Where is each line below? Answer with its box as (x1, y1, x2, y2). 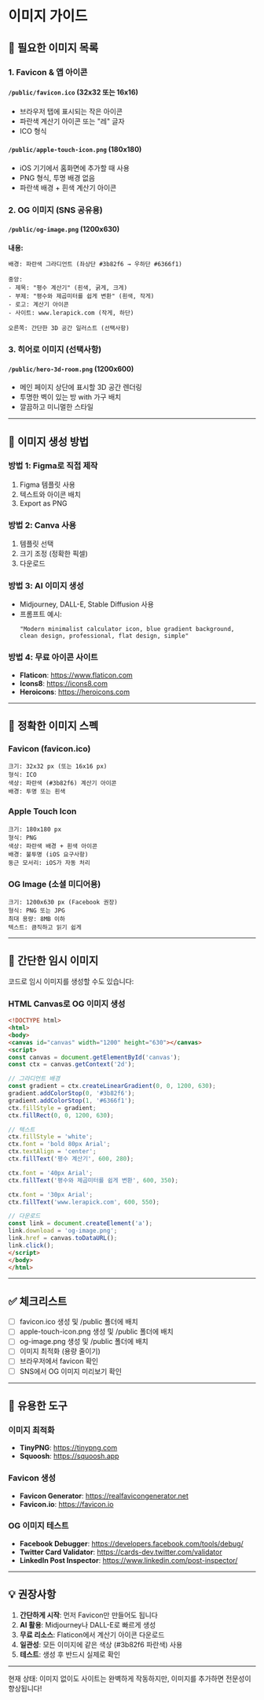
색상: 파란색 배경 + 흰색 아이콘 (8, 842, 98, 850)
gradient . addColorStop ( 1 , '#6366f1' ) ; (8, 1097, 135, 1104)
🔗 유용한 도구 (8, 1399, 68, 1412)
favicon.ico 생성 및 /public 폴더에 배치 (19, 1317, 139, 1327)
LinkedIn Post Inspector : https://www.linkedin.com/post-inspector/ (19, 1555, 238, 1565)
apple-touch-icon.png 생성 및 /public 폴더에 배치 (19, 1327, 174, 1336)
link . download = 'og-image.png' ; (8, 1227, 118, 1235)
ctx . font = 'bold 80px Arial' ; (8, 1140, 111, 1149)
